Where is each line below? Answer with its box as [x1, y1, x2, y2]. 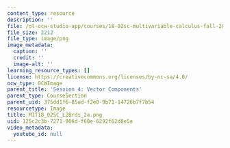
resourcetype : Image [7, 105, 66, 112]
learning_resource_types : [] [7, 67, 90, 74]
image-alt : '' [13, 61, 53, 68]
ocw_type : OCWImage [7, 80, 63, 87]
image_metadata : [7, 42, 53, 48]
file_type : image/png [7, 35, 69, 42]
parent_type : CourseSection [7, 93, 88, 100]
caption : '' [13, 48, 48, 55]
